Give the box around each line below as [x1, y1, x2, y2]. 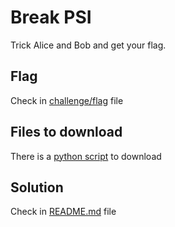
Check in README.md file [10, 206, 117, 218]
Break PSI [10, 6, 92, 29]
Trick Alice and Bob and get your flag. [10, 39, 167, 51]
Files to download [10, 124, 123, 141]
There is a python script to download [10, 150, 162, 162]
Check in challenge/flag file [10, 94, 124, 106]
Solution [10, 179, 64, 196]
